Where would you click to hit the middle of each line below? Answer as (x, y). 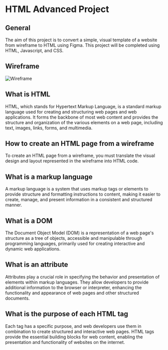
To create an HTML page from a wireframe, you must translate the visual (80, 156)
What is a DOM (29, 221)
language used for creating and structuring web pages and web (71, 112)
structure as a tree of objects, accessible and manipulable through (74, 238)
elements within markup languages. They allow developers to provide (77, 282)
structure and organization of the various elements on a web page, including (84, 122)
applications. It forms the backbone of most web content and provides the (82, 117)
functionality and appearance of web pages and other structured (72, 293)
